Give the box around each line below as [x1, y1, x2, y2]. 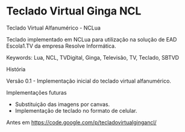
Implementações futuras [6, 89, 67, 96]
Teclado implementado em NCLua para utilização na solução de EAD [6, 36, 177, 43]
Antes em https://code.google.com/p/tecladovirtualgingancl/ [6, 119, 157, 126]
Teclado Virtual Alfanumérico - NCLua [6, 24, 101, 31]
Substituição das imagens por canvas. [14, 101, 110, 108]
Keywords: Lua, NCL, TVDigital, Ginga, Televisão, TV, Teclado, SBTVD [6, 54, 180, 61]
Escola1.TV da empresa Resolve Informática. [6, 42, 116, 49]
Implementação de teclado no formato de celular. [14, 107, 137, 114]
